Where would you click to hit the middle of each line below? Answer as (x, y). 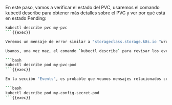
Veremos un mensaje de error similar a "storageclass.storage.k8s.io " (83, 41)
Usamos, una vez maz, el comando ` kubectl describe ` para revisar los (82, 51)
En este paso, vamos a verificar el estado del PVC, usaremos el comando (82, 7)
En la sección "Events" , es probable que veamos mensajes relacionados (83, 79)
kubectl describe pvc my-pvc (36, 28)
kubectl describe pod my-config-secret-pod (52, 93)
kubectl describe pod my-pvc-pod (41, 65)
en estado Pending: (26, 18)
